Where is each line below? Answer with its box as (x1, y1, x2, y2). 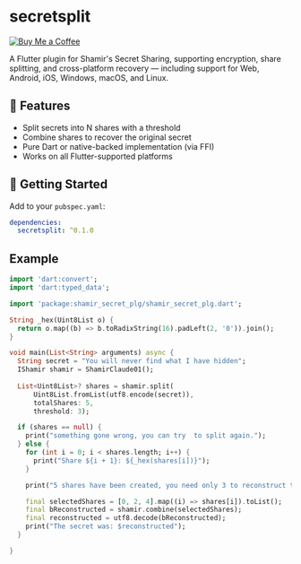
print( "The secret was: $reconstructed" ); (25, 522, 186, 531)
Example (9, 251, 59, 266)
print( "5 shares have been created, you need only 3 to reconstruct (25, 481, 287, 490)
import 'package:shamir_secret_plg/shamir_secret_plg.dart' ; (9, 299, 243, 308)
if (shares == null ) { (17, 423, 102, 432)
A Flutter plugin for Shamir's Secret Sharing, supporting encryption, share (9, 53, 282, 64)
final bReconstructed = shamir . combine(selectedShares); (25, 505, 243, 515)
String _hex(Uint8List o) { (9, 316, 115, 325)
